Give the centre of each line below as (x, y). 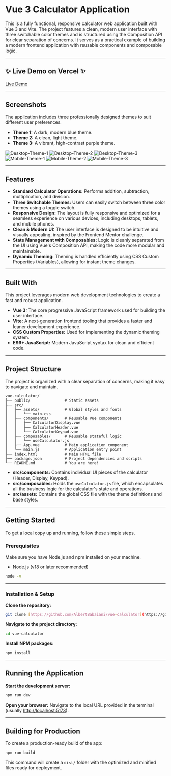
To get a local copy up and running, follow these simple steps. (70, 533)
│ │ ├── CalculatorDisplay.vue (43, 423)
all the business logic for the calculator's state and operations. (78, 489)
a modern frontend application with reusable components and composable (83, 45)
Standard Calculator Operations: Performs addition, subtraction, (81, 191)
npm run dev (18, 695)
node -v (13, 577)
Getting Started (30, 521)
